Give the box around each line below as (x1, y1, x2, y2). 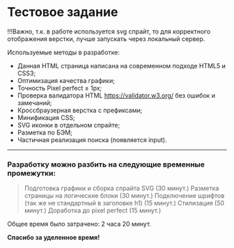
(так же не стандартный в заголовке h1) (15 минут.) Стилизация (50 (24, 199, 225, 208)
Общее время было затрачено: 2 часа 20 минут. (7, 220, 152, 228)
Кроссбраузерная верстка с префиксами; (17, 106, 143, 114)
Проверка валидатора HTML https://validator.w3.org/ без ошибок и (17, 91, 216, 100)
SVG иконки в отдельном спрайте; (17, 121, 120, 129)
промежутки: (7, 168, 56, 178)
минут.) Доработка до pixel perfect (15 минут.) (24, 206, 162, 215)
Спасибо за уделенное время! (7, 233, 100, 242)
